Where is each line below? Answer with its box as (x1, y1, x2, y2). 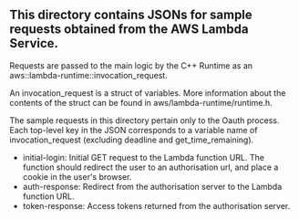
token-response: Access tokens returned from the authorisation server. (22, 200, 291, 211)
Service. (9, 36, 59, 51)
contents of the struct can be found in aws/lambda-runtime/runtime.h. (9, 97, 273, 108)
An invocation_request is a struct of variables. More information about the (9, 87, 286, 99)
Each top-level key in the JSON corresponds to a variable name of (9, 124, 258, 135)
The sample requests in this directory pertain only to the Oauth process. (9, 114, 280, 126)
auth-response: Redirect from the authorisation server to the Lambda (22, 181, 283, 192)
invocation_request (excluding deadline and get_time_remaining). (9, 134, 254, 145)
